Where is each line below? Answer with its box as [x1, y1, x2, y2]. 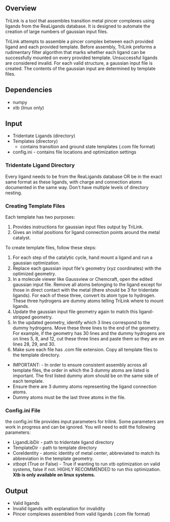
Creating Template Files [5, 202, 65, 210]
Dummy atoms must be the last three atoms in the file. [12, 395, 126, 401]
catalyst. [12, 234, 31, 241]
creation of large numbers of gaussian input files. [5, 28, 108, 35]
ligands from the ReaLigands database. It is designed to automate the [5, 23, 151, 29]
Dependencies [5, 86, 52, 94]
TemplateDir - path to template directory [12, 445, 97, 451]
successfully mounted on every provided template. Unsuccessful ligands [5, 55, 158, 61]
